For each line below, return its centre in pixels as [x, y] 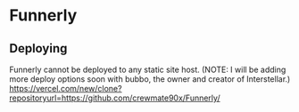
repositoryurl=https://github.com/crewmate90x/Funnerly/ [115, 98]
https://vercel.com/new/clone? [66, 88]
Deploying [38, 48]
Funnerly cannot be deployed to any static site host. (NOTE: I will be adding [148, 69]
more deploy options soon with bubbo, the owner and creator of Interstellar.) [150, 79]
